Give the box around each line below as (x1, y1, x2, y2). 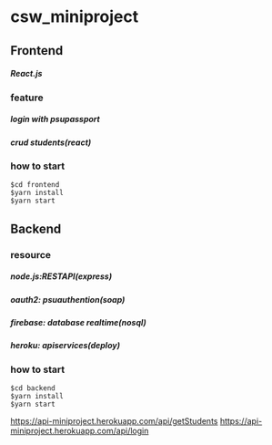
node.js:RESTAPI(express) (10, 271, 113, 282)
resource (10, 248, 52, 261)
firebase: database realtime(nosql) (10, 316, 146, 327)
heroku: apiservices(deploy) (10, 340, 121, 351)
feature (10, 91, 44, 104)
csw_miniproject (10, 6, 139, 27)
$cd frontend (10, 181, 60, 190)
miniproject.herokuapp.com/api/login (10, 426, 149, 437)
